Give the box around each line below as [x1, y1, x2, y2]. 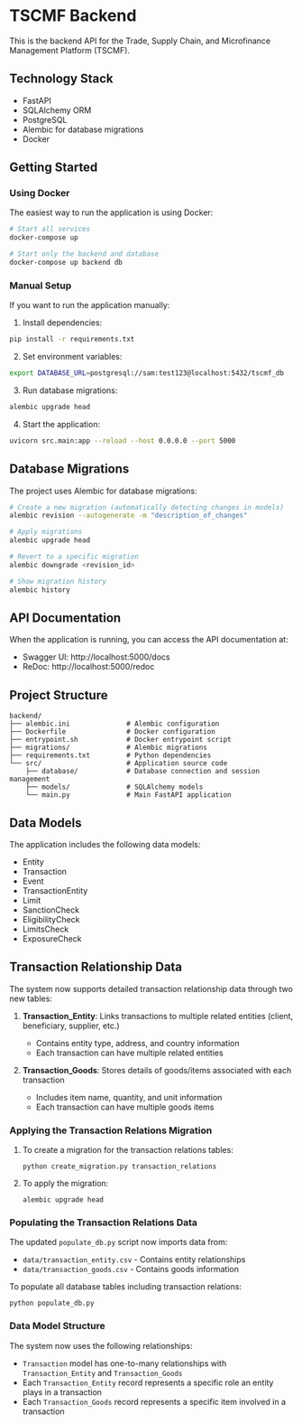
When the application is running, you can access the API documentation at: [9, 634, 288, 645]
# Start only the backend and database [9, 249, 160, 258]
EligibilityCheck [22, 913, 80, 924]
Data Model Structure [9, 1320, 105, 1333]
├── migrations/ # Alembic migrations [9, 743, 207, 753]
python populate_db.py [9, 1298, 95, 1308]
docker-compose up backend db [9, 258, 124, 267]
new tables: [9, 993, 52, 1004]
